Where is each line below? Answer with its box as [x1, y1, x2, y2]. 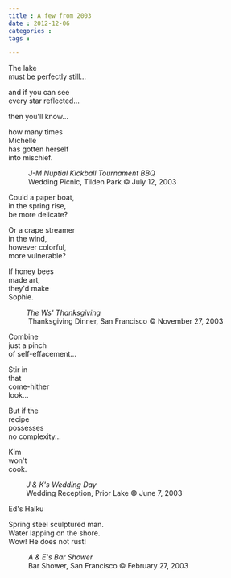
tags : [8, 34, 31, 43]
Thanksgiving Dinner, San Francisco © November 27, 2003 [27, 316, 224, 326]
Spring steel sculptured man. [8, 520, 105, 530]
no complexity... [8, 431, 62, 441]
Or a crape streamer [8, 225, 76, 235]
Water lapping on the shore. [8, 528, 101, 538]
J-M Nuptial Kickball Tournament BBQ [27, 168, 155, 178]
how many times [8, 127, 63, 137]
